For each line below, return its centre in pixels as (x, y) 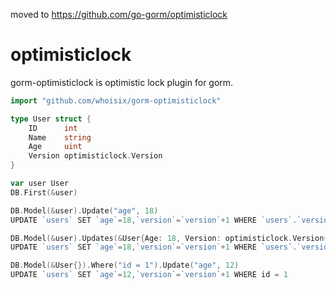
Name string (60, 137)
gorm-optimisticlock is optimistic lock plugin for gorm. (122, 82)
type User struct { (51, 119)
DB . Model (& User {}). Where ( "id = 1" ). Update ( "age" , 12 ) (125, 265)
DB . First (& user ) (44, 192)
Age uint (55, 147)
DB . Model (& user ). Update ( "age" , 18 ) (84, 210)
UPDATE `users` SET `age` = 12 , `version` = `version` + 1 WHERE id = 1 (149, 275)
